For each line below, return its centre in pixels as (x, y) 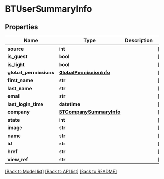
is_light (16, 64)
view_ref (18, 159)
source (16, 49)
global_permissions (31, 72)
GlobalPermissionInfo (85, 72)
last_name (20, 88)
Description (139, 41)
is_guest (18, 57)
